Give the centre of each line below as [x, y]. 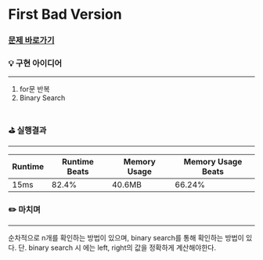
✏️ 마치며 [24, 209]
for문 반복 [34, 89]
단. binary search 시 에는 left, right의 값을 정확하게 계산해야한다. [117, 247]
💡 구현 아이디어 [35, 63]
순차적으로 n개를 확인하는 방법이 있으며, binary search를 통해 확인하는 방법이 [126, 238]
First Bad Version [65, 14]
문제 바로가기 [31, 41]
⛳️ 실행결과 [27, 131]
